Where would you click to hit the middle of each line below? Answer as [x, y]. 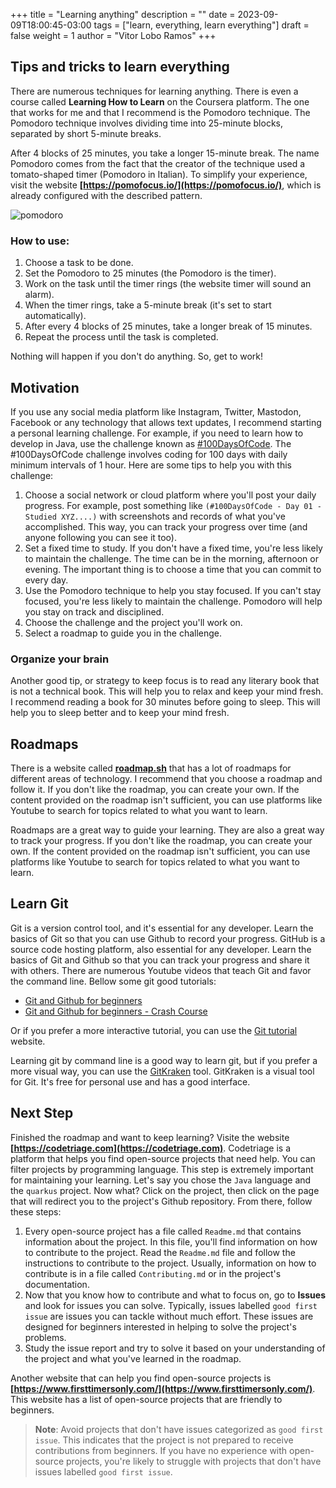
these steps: [36, 1211]
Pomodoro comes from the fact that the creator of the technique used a [158, 163]
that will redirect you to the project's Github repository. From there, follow [161, 1201]
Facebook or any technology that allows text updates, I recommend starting [166, 422]
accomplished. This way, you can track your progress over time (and [166, 526]
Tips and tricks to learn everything [120, 67]
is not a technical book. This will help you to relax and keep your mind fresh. [167, 691]
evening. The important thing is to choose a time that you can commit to [173, 569]
